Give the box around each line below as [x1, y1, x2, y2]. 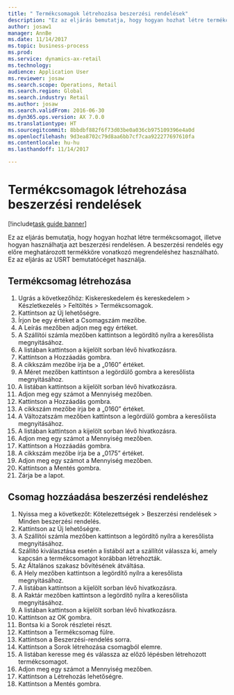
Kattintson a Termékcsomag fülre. [17, 628, 115, 636]
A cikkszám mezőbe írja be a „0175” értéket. [17, 449, 144, 457]
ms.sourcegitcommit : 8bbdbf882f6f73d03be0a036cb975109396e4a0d [8, 126, 195, 133]
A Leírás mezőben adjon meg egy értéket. [17, 323, 138, 332]
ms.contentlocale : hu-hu [8, 140, 80, 147]
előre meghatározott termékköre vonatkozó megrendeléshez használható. [8, 247, 219, 256]
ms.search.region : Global [8, 88, 83, 95]
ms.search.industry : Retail [8, 95, 90, 101]
